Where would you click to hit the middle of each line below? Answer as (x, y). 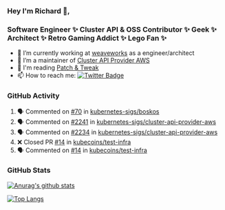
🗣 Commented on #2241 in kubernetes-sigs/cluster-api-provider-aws (117, 122)
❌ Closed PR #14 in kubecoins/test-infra (74, 142)
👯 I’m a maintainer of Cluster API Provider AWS (83, 61)
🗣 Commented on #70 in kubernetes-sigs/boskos (88, 111)
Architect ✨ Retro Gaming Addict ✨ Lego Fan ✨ (87, 38)
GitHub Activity (33, 96)
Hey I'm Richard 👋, (39, 11)
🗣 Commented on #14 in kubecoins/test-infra (82, 150)
